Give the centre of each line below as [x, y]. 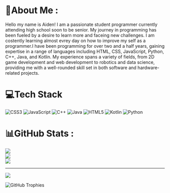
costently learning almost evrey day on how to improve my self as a [75, 41]
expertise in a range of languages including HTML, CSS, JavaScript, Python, [85, 51]
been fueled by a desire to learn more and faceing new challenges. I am [80, 35]
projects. [30, 73]
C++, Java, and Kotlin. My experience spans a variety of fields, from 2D [80, 57]
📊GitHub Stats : [40, 134]
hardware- [148, 68]
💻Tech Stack [34, 95]
